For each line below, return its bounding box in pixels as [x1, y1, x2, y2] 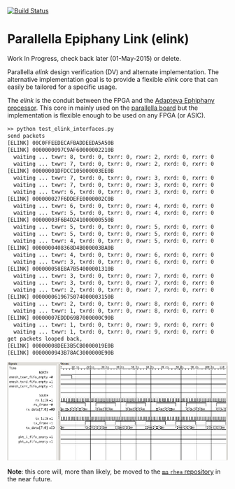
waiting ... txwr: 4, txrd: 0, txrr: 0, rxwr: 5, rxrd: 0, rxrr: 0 [13, 237, 215, 244]
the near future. [7, 474, 52, 483]
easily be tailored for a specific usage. [7, 83, 117, 91]
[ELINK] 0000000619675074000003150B [7, 293, 114, 300]
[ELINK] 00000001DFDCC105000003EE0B [7, 167, 114, 174]
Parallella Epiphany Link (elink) [7, 31, 190, 47]
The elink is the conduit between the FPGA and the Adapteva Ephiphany [7, 96, 215, 104]
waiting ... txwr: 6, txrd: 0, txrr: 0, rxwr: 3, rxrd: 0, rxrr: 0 [13, 188, 215, 195]
